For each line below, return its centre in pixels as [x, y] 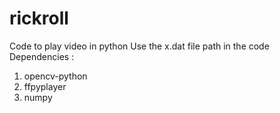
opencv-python [55, 76]
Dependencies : [42, 56]
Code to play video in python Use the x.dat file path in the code [139, 46]
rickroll [39, 18]
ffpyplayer [45, 86]
